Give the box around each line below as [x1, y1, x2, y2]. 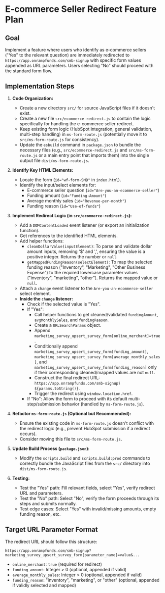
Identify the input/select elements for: [19, 182, 96, 188]
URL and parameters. [19, 490, 63, 496]
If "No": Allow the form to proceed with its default [27, 395, 128, 401]
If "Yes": [27, 306, 44, 312]
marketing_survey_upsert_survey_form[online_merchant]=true [34, 333, 161, 339]
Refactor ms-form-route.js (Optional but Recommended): [12, 410, 132, 416]
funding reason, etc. [19, 511, 61, 517]
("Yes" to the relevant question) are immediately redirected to [5, 52, 130, 58]
